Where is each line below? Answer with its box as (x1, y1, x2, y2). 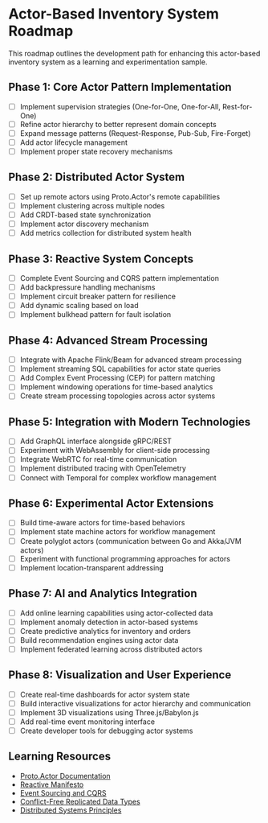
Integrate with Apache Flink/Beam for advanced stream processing (19, 355, 242, 364)
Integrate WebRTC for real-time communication (19, 455, 177, 464)
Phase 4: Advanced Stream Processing (8, 333, 209, 347)
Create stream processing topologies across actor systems (19, 391, 216, 401)
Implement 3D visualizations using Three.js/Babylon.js (19, 707, 199, 717)
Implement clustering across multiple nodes (19, 200, 165, 210)
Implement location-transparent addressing (19, 562, 164, 572)
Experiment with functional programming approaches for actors (19, 553, 231, 563)
